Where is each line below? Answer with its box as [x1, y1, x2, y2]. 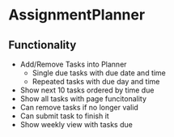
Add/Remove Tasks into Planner [19, 59, 127, 69]
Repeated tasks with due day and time [32, 77, 160, 86]
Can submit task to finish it [19, 111, 109, 121]
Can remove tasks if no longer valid [19, 103, 139, 112]
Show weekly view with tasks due [19, 120, 134, 129]
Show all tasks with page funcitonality [19, 94, 147, 103]
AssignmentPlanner [8, 6, 146, 24]
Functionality [8, 38, 77, 52]
